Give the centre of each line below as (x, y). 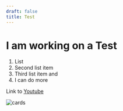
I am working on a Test (62, 46)
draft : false (22, 11)
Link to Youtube (25, 91)
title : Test (20, 17)
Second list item (34, 68)
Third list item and (36, 74)
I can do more (31, 80)
